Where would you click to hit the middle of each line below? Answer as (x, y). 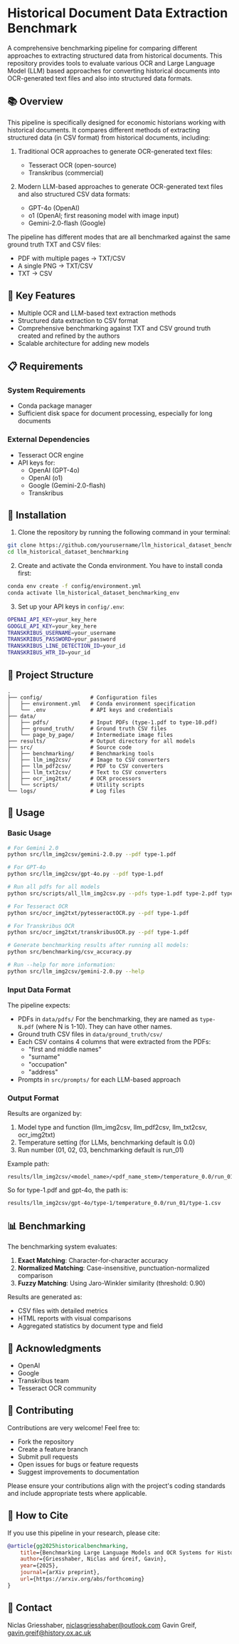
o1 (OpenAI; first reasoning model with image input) (103, 215)
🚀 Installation (37, 515)
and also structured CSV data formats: (74, 194)
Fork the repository (46, 1442)
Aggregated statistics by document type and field (90, 1326)
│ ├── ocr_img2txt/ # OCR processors (74, 778)
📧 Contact (30, 1608)
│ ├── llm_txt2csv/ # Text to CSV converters (87, 772)
